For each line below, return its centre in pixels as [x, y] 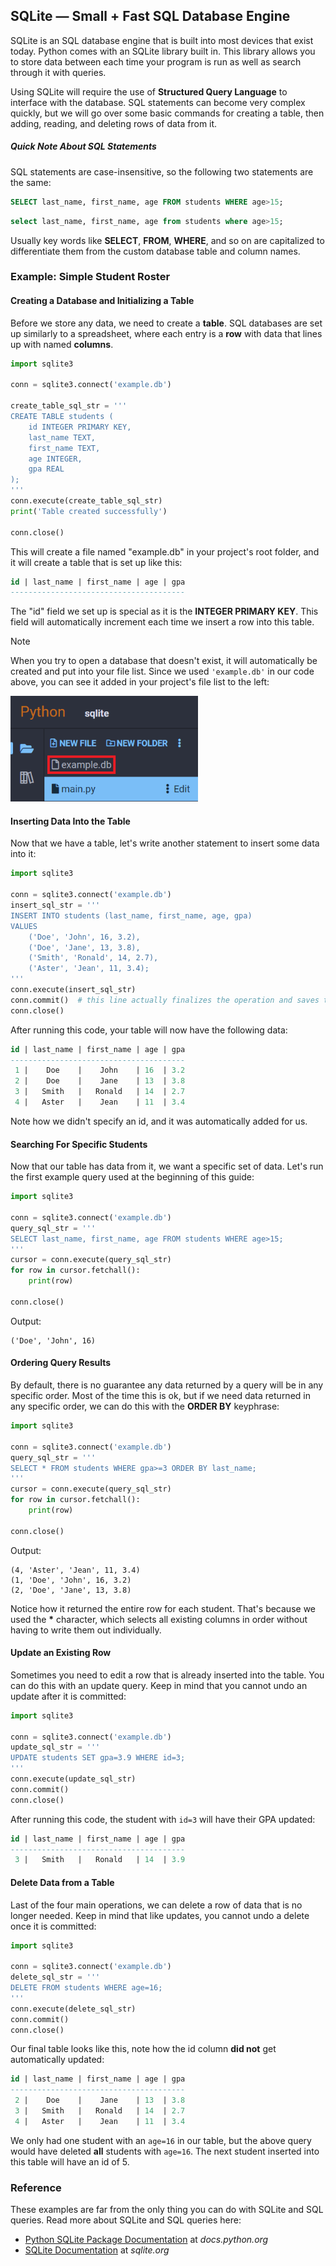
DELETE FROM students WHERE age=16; [86, 1988]
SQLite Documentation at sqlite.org [97, 2250]
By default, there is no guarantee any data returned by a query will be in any [167, 1385]
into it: [23, 854]
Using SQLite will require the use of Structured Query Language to [149, 91]
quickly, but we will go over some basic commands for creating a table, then [167, 113]
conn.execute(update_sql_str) [73, 1779]
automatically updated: [57, 2060]
